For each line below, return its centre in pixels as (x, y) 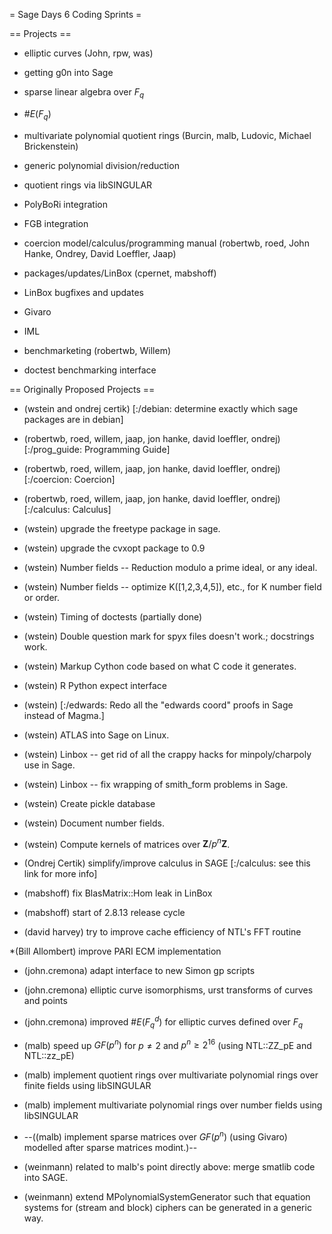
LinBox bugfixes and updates (83, 292)
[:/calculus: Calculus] (67, 509)
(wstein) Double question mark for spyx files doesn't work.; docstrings (169, 636)
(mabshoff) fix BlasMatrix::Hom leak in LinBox (118, 893)
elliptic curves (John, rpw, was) (88, 53)
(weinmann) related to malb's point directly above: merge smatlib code (169, 1167)
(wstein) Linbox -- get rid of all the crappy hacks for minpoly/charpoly (167, 754)
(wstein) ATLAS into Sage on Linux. (96, 735)
